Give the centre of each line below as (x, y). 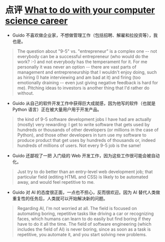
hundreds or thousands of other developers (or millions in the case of (88, 130)
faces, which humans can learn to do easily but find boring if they (84, 219)
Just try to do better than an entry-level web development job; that (85, 172)
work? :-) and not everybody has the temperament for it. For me (82, 62)
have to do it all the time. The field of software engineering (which (84, 224)
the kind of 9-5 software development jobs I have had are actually (84, 119)
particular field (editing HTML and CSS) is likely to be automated (82, 177)
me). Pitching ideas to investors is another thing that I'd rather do (83, 88)
